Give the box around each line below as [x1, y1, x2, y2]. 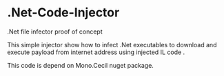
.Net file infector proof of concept [7, 27, 103, 36]
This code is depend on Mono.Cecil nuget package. [7, 61, 154, 69]
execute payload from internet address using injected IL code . [7, 48, 185, 56]
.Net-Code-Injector [7, 5, 120, 21]
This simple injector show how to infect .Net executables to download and [7, 40, 217, 49]
